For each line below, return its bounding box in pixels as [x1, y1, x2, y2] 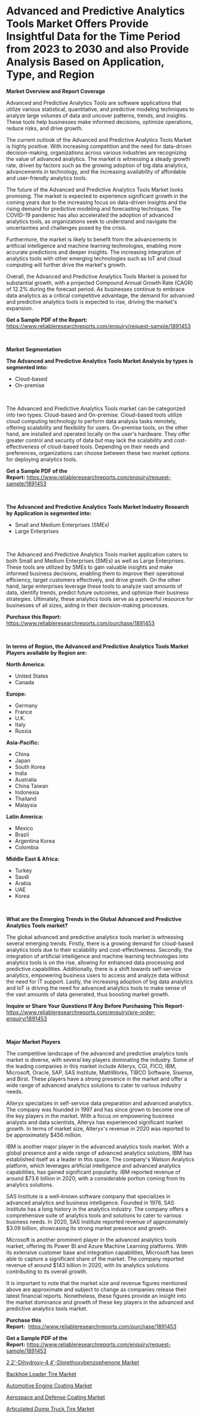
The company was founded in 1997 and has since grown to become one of [6, 1106, 190, 1113]
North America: [6, 660, 46, 668]
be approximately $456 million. [6, 1131, 82, 1138]
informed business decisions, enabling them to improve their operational [6, 570, 184, 577]
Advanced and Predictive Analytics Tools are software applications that [6, 99, 182, 106]
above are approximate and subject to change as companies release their [6, 1286, 187, 1293]
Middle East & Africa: [6, 855, 60, 863]
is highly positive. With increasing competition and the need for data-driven [6, 142, 192, 150]
